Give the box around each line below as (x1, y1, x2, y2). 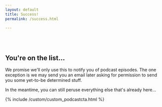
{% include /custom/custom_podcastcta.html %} (5, 97, 105, 103)
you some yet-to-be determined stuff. (5, 77, 82, 83)
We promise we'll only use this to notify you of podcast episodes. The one (5, 67, 157, 73)
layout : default (5, 7, 39, 12)
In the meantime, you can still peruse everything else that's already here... (5, 87, 157, 93)
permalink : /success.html (5, 16, 58, 21)
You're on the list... (5, 54, 65, 62)
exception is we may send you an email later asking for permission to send (5, 72, 158, 78)
